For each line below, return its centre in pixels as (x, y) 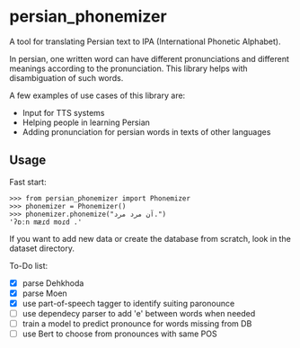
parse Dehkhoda (53, 283)
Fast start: (28, 182)
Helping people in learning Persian (86, 122)
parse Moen (44, 293)
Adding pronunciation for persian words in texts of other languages (146, 131)
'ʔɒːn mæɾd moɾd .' (46, 222)
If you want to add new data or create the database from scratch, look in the (150, 238)
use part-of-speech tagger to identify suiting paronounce (128, 303)
